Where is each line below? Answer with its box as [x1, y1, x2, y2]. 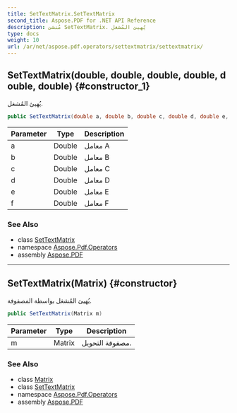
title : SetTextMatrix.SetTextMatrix [7, 10, 115, 18]
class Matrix [17, 375, 54, 383]
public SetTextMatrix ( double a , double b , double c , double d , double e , [7, 112, 229, 120]
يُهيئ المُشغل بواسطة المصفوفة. [7, 296, 92, 305]
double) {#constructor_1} [37, 81, 150, 93]
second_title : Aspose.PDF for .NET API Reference [7, 17, 157, 24]
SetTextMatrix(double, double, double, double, [7, 69, 219, 81]
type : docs [7, 30, 39, 37]
